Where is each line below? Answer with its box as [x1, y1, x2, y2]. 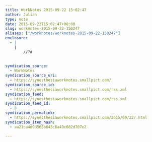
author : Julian [5, 12, 37, 17]
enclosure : [5, 36, 28, 41]
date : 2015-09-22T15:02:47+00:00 [5, 21, 75, 27]
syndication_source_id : [5, 82, 55, 87]
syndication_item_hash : [5, 119, 55, 125]
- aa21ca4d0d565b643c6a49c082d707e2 [10, 124, 87, 129]
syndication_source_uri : [5, 73, 57, 78]
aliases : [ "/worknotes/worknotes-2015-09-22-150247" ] [5, 31, 121, 36]
